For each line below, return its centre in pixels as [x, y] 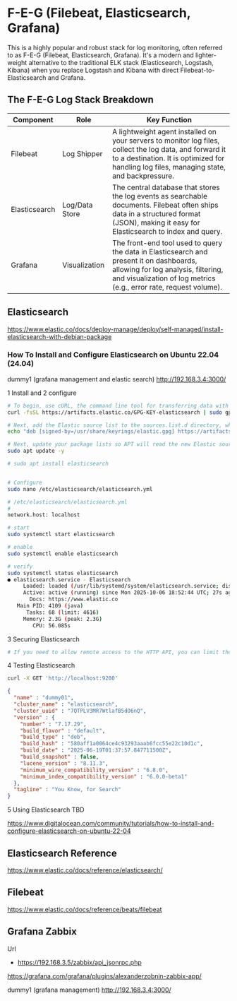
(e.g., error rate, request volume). [168, 287]
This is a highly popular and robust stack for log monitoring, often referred [115, 47]
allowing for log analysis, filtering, [168, 269]
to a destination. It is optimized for [169, 158]
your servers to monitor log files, [166, 141]
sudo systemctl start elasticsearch [61, 535]
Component [33, 119]
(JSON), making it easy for [156, 223]
